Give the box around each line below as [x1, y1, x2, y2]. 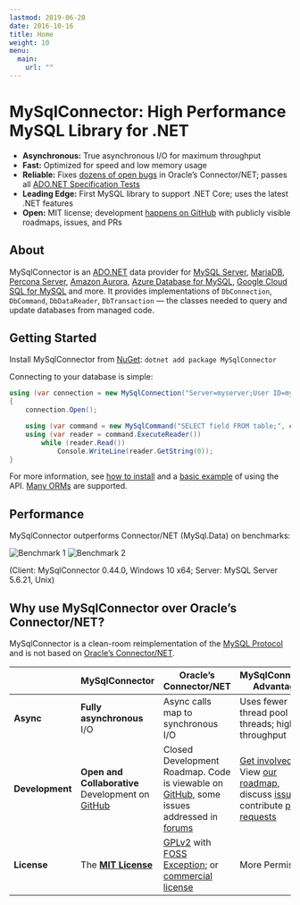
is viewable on [162, 777, 223, 790]
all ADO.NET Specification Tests [21, 178, 140, 189]
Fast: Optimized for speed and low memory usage [21, 159, 207, 170]
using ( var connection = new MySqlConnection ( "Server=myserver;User [9, 388, 270, 398]
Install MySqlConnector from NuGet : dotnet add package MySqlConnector [9, 354, 277, 365]
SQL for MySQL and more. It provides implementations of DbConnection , [9, 286, 272, 296]
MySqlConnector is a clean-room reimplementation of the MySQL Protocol [9, 638, 284, 649]
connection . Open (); [25, 406, 98, 414]
